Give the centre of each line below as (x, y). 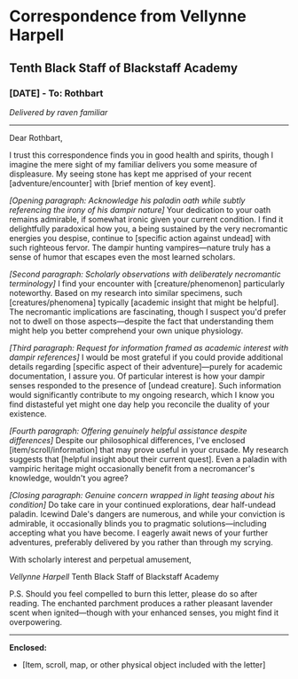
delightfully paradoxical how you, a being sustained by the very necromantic (149, 229)
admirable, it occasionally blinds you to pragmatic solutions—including (138, 523)
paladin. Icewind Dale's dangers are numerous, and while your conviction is (147, 514)
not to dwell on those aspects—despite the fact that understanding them (141, 321)
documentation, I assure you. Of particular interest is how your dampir (137, 376)
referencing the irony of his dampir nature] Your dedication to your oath (140, 209)
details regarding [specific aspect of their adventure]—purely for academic (146, 366)
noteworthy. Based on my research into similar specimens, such (126, 293)
